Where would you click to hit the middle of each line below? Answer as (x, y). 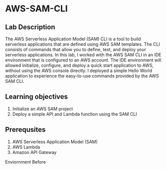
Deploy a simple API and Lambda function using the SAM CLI (75, 114)
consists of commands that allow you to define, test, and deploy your (76, 49)
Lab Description (30, 27)
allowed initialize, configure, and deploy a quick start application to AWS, (79, 65)
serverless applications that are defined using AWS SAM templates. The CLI (83, 44)
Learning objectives (37, 97)
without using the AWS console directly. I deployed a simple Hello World (79, 71)
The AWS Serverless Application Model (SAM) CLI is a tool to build (73, 39)
